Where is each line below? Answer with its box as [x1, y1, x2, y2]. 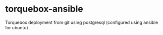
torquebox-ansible [5, 3, 83, 15]
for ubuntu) [5, 24, 28, 30]
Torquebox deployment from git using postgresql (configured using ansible [5, 19, 159, 25]
